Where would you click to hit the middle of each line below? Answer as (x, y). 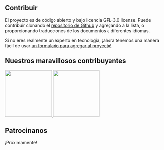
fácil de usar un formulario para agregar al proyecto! (58, 45)
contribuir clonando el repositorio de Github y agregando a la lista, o (75, 25)
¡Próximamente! (21, 143)
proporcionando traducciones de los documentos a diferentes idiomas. (78, 30)
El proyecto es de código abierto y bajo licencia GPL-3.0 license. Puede (78, 20)
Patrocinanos (26, 131)
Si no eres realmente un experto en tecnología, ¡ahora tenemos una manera (82, 40)
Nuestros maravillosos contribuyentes (66, 61)
